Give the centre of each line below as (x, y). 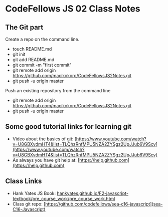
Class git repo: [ (29, 204)
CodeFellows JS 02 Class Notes (73, 9)
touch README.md (32, 49)
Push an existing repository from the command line (58, 90)
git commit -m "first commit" (42, 65)
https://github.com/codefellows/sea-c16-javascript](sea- (104, 204)
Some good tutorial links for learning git (68, 127)
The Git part (24, 27)
